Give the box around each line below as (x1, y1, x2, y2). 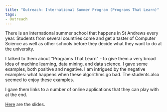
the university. (5, 46, 34, 52)
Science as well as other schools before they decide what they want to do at (5, 41, 162, 47)
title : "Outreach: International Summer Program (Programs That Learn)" (5, 7, 160, 12)
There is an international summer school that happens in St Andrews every (5, 30, 159, 36)
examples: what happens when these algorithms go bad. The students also (5, 72, 160, 78)
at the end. (5, 92, 27, 98)
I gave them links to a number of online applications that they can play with (5, 87, 159, 93)
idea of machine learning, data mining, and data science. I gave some (5, 61, 148, 67)
